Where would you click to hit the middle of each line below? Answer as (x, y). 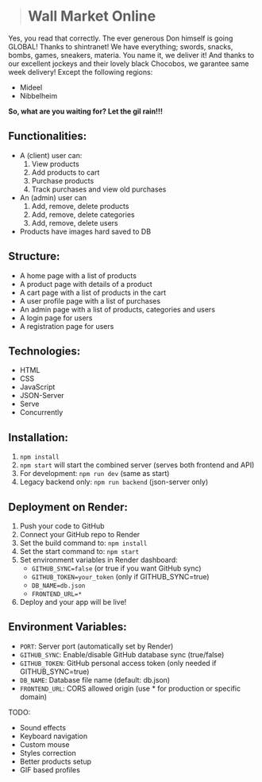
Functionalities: (48, 136)
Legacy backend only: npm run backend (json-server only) (114, 482)
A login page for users (56, 318)
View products (55, 164)
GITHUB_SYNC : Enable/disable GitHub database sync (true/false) (122, 654)
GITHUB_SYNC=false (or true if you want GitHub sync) (116, 568)
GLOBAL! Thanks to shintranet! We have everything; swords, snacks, (121, 46)
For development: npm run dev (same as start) (94, 474)
